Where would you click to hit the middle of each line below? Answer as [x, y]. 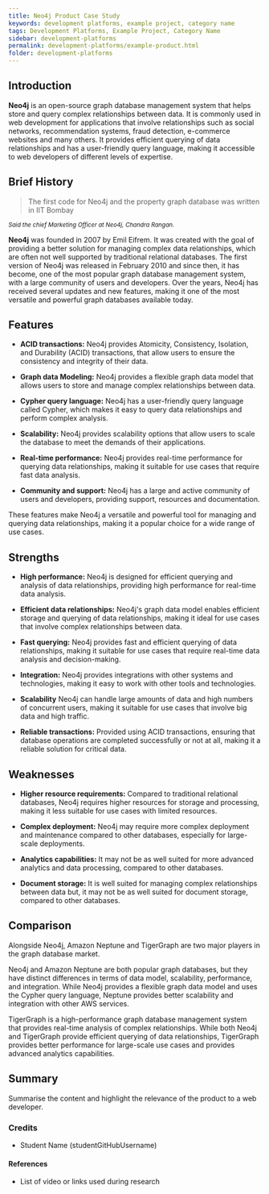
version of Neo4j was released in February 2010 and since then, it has [124, 265]
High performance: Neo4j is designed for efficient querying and [126, 577]
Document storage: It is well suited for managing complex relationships [139, 884]
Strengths [34, 557]
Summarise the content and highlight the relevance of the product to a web [132, 1098]
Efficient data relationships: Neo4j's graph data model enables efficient [140, 610]
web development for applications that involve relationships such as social [131, 122]
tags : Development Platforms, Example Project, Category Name [114, 31]
